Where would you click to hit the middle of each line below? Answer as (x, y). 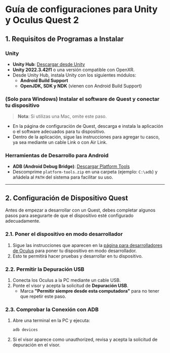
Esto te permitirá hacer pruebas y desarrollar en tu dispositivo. (78, 256)
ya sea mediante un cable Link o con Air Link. (60, 143)
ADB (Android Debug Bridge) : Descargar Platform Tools (71, 166)
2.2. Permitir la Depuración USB (45, 269)
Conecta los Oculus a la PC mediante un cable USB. (67, 280)
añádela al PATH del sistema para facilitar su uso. (63, 177)
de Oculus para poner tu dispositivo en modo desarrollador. (75, 251)
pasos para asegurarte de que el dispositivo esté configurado (70, 216)
